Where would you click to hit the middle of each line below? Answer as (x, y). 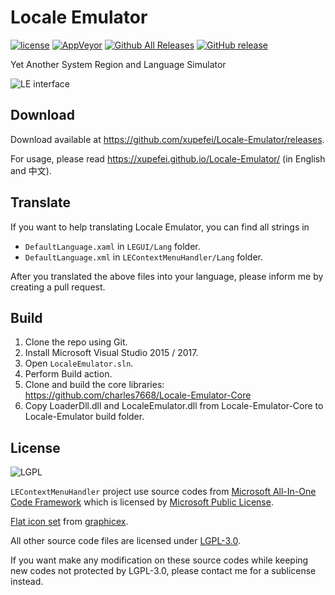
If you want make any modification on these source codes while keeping (159, 560)
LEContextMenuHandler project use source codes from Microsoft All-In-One (163, 492)
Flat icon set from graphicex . (69, 522)
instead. (27, 582)
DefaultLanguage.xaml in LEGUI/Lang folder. (112, 246)
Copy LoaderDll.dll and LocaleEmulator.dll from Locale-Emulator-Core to (174, 406)
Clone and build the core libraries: (94, 385)
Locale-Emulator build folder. (84, 417)
